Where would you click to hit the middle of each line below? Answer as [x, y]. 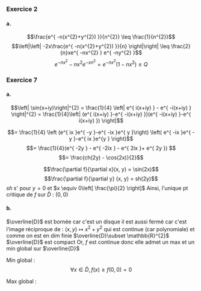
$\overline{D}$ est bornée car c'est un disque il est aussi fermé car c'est [97, 222]
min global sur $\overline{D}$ [43, 248]
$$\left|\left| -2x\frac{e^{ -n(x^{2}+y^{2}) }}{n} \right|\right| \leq [91, 46]
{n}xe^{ [69, 53]
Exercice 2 [22, 9]
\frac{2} [181, 46]
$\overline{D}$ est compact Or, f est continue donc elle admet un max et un [100, 242]
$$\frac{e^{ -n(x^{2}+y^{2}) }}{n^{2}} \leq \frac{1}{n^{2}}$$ [101, 37]
